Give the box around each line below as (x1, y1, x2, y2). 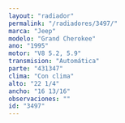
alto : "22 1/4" (8, 79, 60, 87)
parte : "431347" (8, 65, 63, 73)
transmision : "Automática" (8, 57, 100, 66)
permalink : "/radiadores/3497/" (8, 19, 118, 28)
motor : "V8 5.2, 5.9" (8, 49, 82, 57)
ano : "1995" (8, 42, 49, 50)
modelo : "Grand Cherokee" (8, 34, 96, 43)
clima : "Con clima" (8, 72, 75, 80)
